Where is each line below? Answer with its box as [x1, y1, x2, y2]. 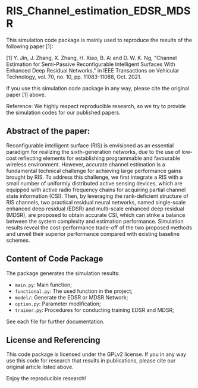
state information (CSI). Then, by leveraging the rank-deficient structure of [6, 192, 188, 200]
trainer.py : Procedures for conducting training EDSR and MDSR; [14, 306, 174, 313]
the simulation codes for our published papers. [6, 109, 121, 116]
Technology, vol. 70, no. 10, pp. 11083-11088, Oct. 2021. [6, 73, 142, 80]
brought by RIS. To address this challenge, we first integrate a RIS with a [6, 174, 183, 181]
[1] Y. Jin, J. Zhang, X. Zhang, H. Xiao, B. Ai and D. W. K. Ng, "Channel [6, 54, 177, 61]
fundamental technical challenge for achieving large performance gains [6, 167, 181, 174]
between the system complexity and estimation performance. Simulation [6, 217, 184, 225]
